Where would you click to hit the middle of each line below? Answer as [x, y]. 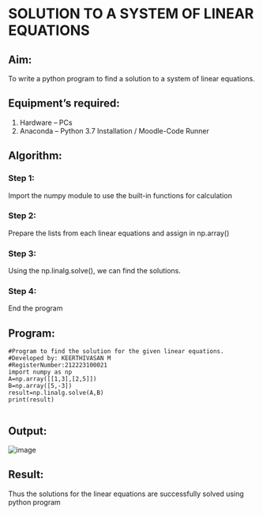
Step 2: [23, 216]
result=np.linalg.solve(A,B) [56, 393]
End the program [36, 308]
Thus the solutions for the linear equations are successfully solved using [126, 494]
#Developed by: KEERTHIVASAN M [60, 359]
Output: [28, 431]
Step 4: [23, 291]
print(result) [32, 400]
